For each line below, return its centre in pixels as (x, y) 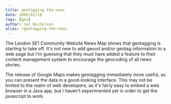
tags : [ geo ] (18, 19)
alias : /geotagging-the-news (36, 29)
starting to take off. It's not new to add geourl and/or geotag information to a (86, 49)
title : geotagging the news (35, 10)
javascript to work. (25, 96)
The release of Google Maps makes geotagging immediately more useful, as (86, 75)
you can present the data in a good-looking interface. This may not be (79, 80)
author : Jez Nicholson (29, 24)
